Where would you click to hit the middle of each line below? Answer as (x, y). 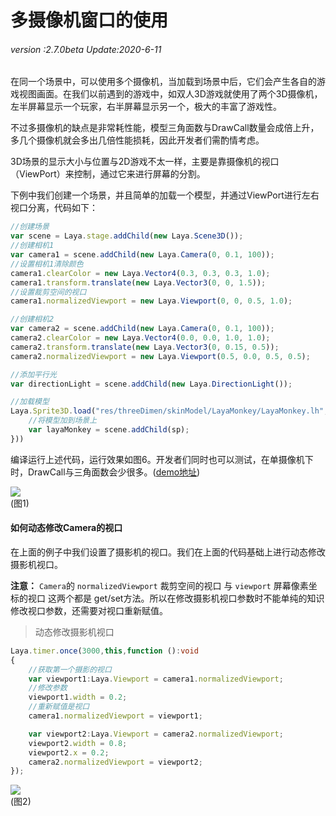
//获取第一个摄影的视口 (70, 669)
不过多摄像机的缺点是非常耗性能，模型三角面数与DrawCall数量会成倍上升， (165, 128)
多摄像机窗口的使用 (89, 20)
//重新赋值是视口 (59, 707)
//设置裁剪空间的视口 (48, 292)
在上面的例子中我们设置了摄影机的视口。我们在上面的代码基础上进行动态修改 (168, 552)
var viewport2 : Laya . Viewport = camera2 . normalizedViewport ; (156, 734)
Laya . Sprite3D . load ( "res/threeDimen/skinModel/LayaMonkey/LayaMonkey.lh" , (169, 411)
